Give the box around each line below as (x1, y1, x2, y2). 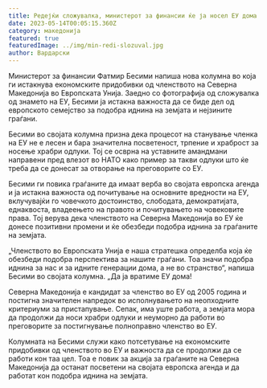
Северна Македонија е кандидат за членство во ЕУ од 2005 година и (8, 287, 247, 296)
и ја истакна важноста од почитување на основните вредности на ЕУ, (8, 188, 249, 197)
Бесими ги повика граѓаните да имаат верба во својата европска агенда (8, 179, 260, 189)
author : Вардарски (8, 49, 70, 57)
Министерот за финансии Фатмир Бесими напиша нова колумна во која (8, 71, 257, 80)
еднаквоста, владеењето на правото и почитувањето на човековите (8, 205, 244, 214)
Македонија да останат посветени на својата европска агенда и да (8, 362, 240, 372)
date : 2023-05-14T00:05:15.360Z (8, 19, 117, 27)
